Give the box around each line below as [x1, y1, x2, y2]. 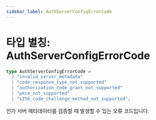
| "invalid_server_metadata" [11, 74, 83, 80]
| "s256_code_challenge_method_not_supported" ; [11, 96, 131, 102]
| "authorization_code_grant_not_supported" [11, 85, 123, 91]
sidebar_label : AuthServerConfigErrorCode [6, 8, 112, 15]
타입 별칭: [6, 36, 51, 49]
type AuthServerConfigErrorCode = [6, 69, 92, 74]
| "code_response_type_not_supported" [11, 79, 108, 86]
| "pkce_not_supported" [11, 90, 70, 96]
